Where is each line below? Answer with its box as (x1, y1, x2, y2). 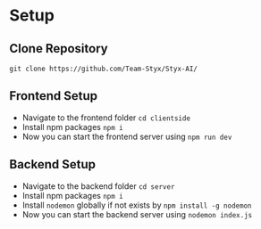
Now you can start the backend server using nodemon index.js (21, 209, 253, 219)
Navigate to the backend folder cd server (21, 180, 175, 192)
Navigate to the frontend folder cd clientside (21, 112, 190, 123)
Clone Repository (9, 41, 109, 56)
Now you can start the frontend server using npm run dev (21, 131, 232, 142)
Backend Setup (9, 157, 97, 172)
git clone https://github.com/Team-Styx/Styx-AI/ (9, 64, 198, 73)
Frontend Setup (9, 88, 98, 103)
